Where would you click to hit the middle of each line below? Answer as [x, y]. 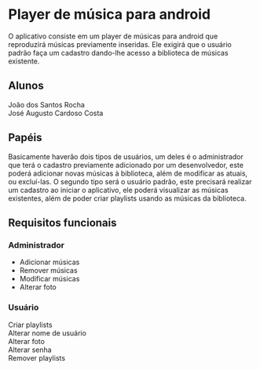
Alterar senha [30, 350]
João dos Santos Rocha [46, 104]
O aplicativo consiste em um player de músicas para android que [113, 36]
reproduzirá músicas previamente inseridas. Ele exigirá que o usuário [120, 44]
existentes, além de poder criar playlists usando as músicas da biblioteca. [127, 198]
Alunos [26, 86]
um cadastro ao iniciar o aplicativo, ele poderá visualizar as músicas [119, 190]
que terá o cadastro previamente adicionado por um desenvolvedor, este [126, 165]
